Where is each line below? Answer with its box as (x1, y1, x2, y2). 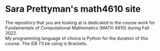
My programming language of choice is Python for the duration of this (5, 35, 148, 41)
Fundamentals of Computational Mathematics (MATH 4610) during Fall (5, 25, 150, 30)
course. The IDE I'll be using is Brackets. (5, 40, 88, 46)
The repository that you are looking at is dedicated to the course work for (5, 20, 156, 25)
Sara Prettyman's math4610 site (5, 3, 141, 15)
